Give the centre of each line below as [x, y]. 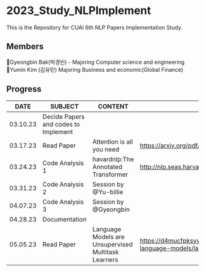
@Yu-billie [108, 192]
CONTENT [113, 106]
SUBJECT [65, 106]
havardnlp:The [113, 159]
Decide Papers [63, 116]
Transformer [110, 174]
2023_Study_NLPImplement [79, 11]
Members [25, 47]
